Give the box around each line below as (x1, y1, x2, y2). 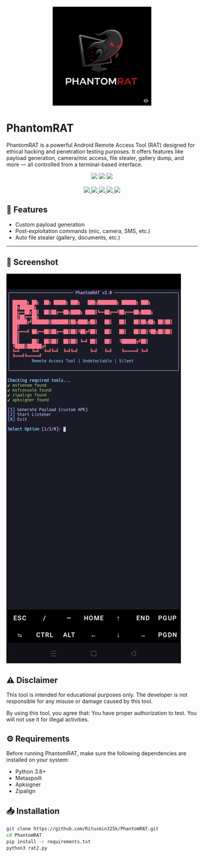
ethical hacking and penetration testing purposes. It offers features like (6, 147, 184, 155)
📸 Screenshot (6, 257, 59, 268)
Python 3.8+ (15, 768, 47, 775)
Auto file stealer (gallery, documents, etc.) (15, 234, 120, 241)
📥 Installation (6, 806, 60, 816)
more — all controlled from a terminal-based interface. (6, 161, 143, 168)
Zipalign (15, 788, 36, 795)
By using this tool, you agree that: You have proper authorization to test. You (6, 710, 197, 717)
